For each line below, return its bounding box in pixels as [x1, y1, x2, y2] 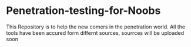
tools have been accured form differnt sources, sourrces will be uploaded [6, 29, 185, 36]
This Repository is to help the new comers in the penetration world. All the [6, 23, 186, 30]
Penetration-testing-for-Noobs [6, 4, 161, 17]
